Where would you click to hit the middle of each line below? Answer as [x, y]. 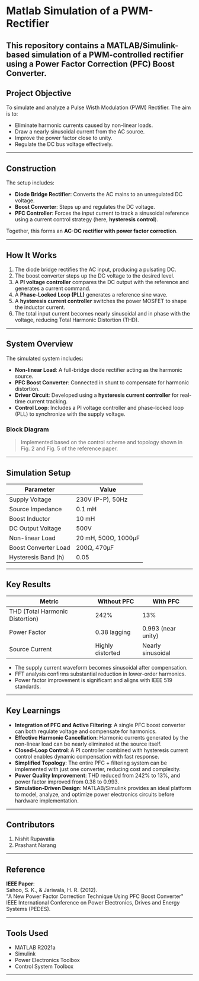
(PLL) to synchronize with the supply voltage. [70, 414]
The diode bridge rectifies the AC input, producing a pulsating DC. [95, 270]
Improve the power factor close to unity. [63, 138]
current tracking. [47, 401]
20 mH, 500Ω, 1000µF [108, 538]
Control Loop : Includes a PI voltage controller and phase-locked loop [99, 407]
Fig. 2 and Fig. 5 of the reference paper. [69, 448]
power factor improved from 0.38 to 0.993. [67, 782]
